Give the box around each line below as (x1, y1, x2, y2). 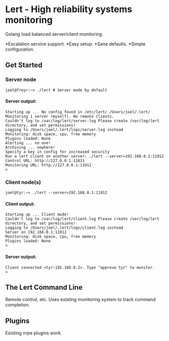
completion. (5, 302, 30, 308)
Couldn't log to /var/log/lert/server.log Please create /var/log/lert (5, 118, 159, 123)
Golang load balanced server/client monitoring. (5, 31, 104, 37)
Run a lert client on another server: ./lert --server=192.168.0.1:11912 (5, 153, 164, 159)
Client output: (5, 201, 35, 207)
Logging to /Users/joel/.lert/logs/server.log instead (5, 127, 123, 132)
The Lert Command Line (5, 283, 82, 291)
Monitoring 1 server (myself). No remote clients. (5, 114, 114, 119)
